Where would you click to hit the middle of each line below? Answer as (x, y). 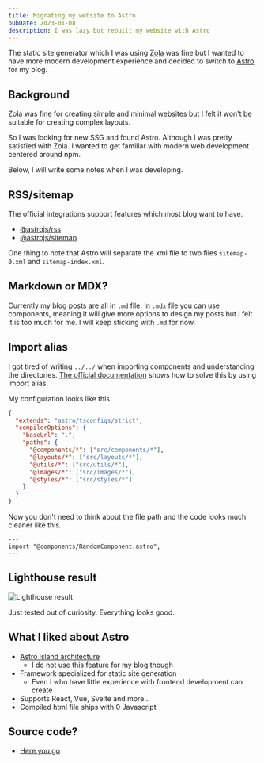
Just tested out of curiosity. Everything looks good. (92, 612)
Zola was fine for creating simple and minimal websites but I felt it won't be (130, 114)
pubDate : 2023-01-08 (42, 23)
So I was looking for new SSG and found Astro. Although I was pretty (120, 138)
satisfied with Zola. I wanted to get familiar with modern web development (129, 146)
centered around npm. (45, 155)
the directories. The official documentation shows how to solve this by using (132, 374)
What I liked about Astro (69, 637)
